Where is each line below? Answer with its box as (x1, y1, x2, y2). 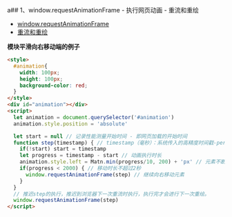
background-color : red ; (19, 82, 88, 89)
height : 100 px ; (19, 75, 64, 83)
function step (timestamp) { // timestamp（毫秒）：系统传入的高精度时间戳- (13, 139, 217, 146)
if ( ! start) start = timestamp (19, 145, 107, 153)
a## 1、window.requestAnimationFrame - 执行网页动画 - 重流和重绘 (7, 6, 199, 14)
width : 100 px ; (19, 69, 60, 76)
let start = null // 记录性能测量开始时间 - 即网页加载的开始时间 (13, 133, 188, 140)
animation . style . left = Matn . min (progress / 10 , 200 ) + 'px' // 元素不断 (19, 158, 226, 165)
